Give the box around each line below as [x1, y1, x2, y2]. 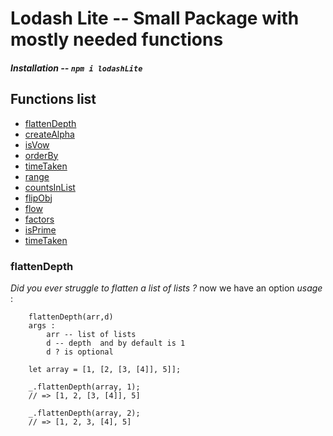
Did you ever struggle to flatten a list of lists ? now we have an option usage [10, 282, 323, 294]
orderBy [24, 149, 59, 161]
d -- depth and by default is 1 [46, 338, 186, 348]
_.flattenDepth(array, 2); [28, 408, 141, 418]
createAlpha [24, 128, 75, 140]
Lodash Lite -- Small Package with [10, 7, 300, 30]
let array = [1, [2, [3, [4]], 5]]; [28, 364, 182, 374]
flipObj [24, 192, 53, 204]
